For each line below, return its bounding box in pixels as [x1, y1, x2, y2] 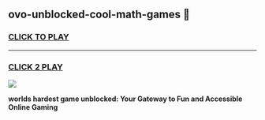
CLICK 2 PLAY [8, 61, 63, 72]
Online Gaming [8, 102, 58, 111]
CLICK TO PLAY [8, 32, 69, 43]
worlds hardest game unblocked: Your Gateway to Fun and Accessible [8, 94, 243, 103]
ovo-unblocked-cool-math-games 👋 [8, 8, 191, 21]
